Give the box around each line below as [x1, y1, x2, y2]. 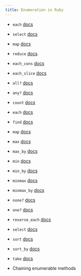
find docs [12, 119, 33, 125]
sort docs [12, 236, 33, 242]
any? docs [12, 89, 33, 96]
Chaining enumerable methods [12, 265, 76, 271]
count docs [12, 99, 35, 105]
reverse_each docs [12, 216, 51, 222]
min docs [12, 158, 31, 164]
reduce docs [12, 50, 38, 56]
